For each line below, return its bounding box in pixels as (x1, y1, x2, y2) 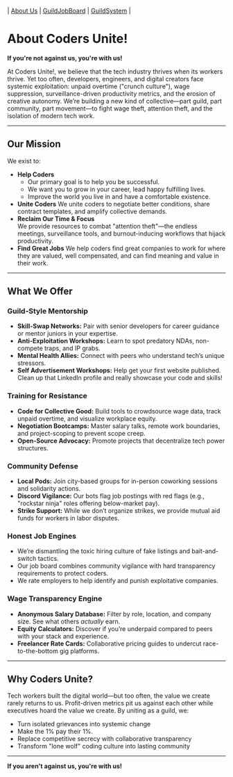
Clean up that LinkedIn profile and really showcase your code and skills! (17, 374, 223, 382)
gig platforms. (60, 646, 100, 655)
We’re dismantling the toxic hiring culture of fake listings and (17, 547, 191, 555)
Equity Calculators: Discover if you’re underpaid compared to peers (17, 624, 213, 632)
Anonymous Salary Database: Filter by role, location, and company (17, 610, 212, 618)
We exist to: (7, 156, 41, 165)
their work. (17, 259, 49, 267)
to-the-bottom (17, 646, 59, 655)
